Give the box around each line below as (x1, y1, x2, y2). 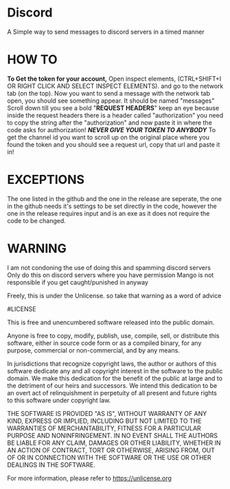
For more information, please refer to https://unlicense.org (7, 474, 172, 482)
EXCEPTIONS (7, 172, 84, 187)
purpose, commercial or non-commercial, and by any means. (7, 346, 180, 354)
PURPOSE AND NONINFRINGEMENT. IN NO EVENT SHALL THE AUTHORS (7, 431, 218, 439)
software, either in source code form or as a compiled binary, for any (7, 339, 202, 347)
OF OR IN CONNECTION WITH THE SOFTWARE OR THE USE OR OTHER (7, 453, 211, 461)
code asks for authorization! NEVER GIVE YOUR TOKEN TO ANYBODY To (7, 125, 216, 134)
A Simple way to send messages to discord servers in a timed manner (7, 28, 205, 36)
